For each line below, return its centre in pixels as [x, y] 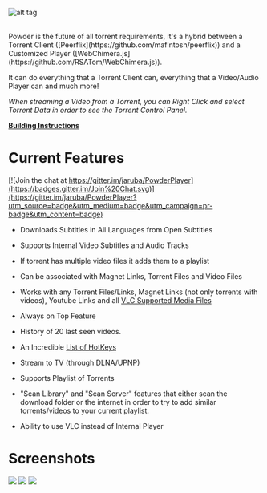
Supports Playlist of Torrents [67, 378]
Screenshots [52, 459]
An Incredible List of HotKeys [68, 347]
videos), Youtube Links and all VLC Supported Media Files [116, 300]
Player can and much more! [54, 86]
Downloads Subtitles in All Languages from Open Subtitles [116, 229]
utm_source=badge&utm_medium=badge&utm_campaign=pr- [111, 205]
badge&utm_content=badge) [56, 214]
